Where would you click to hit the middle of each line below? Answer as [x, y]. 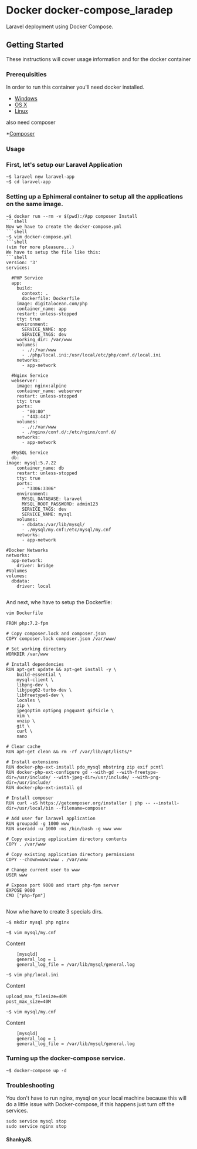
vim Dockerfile [25, 613]
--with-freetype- [137, 772]
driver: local [34, 586]
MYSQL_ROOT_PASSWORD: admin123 [60, 504]
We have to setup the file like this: [53, 252]
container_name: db [40, 468]
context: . [35, 293]
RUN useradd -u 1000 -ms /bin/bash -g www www [64, 828]
